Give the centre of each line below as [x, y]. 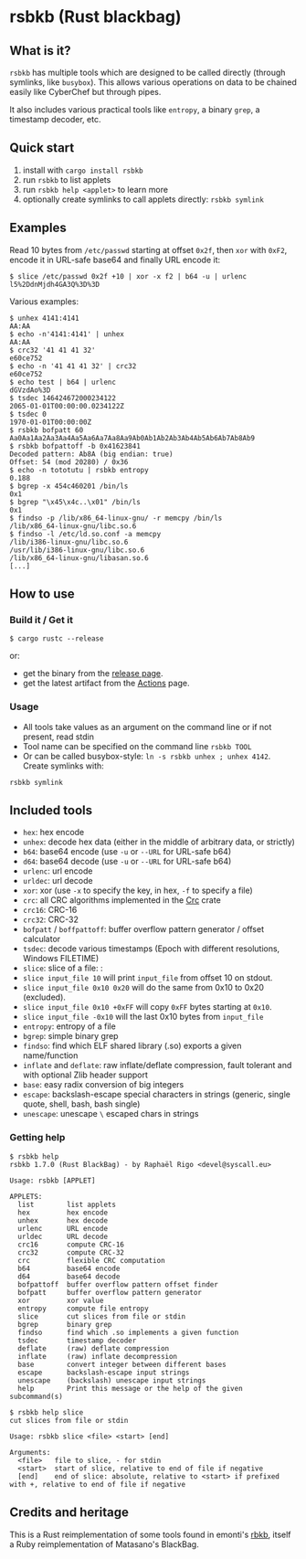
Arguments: [30, 1452]
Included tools [51, 810]
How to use [42, 594]
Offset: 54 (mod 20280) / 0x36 [69, 462]
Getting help [37, 1138]
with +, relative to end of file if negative [97, 1484]
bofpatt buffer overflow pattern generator [110, 1292]
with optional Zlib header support [85, 1075]
